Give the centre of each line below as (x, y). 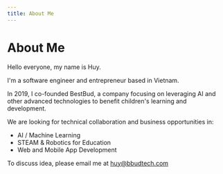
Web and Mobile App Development (67, 150)
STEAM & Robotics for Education (64, 142)
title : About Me (30, 13)
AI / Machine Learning (49, 135)
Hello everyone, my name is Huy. (54, 67)
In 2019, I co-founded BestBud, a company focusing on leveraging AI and (111, 93)
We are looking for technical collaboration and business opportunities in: (110, 122)
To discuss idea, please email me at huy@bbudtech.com (88, 163)
